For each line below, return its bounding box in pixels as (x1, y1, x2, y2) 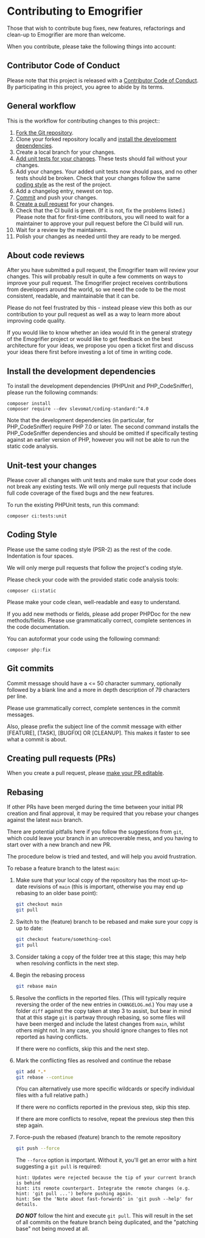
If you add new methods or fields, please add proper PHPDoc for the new (7, 610, 191, 617)
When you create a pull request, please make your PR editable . (7, 769, 165, 777)
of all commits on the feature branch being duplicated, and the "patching (15, 1218, 198, 1226)
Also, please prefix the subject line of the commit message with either (7, 722, 182, 730)
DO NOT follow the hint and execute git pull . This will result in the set (15, 1212, 193, 1220)
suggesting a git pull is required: (15, 1163, 102, 1170)
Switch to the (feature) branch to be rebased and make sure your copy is (15, 918, 198, 925)
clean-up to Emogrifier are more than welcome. (7, 31, 126, 38)
